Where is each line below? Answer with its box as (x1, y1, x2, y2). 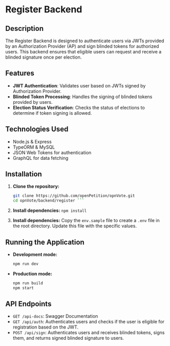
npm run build (12, 280, 43, 286)
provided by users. (12, 99, 53, 105)
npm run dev (12, 261, 39, 266)
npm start (12, 285, 34, 290)
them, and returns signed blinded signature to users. (12, 335, 124, 341)
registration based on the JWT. (12, 324, 79, 330)
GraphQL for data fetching (12, 155, 68, 161)
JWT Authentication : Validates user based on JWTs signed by (12, 82, 146, 88)
